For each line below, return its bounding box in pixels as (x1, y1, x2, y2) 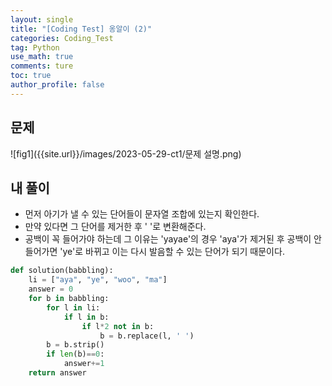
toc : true (10, 71, 52, 81)
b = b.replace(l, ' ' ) (99, 331, 195, 341)
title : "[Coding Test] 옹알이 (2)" (10, 24, 153, 34)
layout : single (10, 14, 74, 25)
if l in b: (63, 312, 110, 322)
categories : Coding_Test (10, 33, 114, 43)
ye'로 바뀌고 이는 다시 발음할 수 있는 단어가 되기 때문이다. (62, 246, 285, 258)
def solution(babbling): (10, 266, 114, 276)
